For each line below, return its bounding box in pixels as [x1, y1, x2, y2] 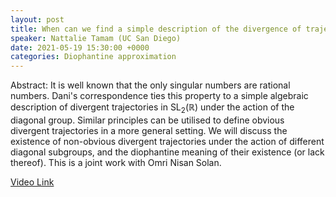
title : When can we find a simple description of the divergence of [10, 24, 302, 34]
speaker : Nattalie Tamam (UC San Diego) [10, 33, 182, 43]
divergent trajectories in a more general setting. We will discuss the [10, 124, 288, 136]
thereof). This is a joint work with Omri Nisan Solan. [10, 156, 222, 168]
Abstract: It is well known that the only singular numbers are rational [10, 79, 291, 91]
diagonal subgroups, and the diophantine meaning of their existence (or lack [10, 146, 325, 158]
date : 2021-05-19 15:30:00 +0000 [10, 42, 150, 53]
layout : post [10, 14, 65, 25]
